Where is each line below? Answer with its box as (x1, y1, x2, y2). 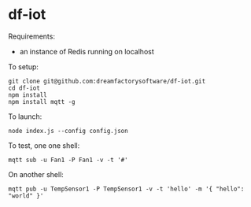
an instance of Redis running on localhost (19, 46, 155, 56)
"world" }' (8, 191, 44, 200)
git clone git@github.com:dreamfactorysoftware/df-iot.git (8, 77, 206, 85)
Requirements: (8, 31, 55, 41)
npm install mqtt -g (8, 98, 76, 105)
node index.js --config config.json (8, 127, 128, 135)
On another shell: (8, 169, 65, 179)
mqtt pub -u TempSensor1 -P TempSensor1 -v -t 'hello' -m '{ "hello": (8, 185, 245, 193)
